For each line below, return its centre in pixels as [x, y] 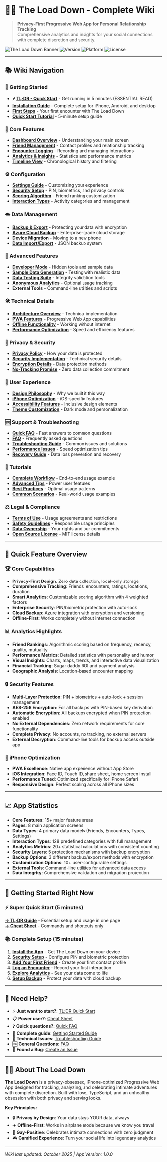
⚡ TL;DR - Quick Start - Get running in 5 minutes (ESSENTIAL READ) [83, 98]
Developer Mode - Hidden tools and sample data [63, 267]
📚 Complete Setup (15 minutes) [44, 939]
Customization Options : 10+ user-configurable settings [69, 862]
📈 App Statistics [32, 805]
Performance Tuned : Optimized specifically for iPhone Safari [75, 779]
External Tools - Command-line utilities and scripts [65, 288]
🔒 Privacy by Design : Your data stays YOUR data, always [71, 1117]
